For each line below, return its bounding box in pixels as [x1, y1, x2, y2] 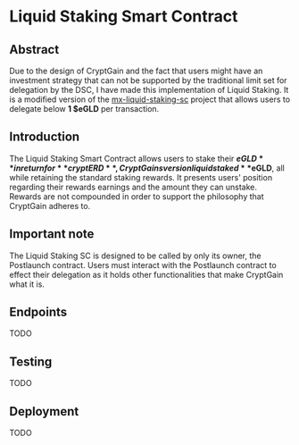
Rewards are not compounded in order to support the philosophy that [9, 190, 265, 202]
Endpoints [9, 305, 68, 320]
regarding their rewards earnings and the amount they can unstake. [9, 181, 257, 192]
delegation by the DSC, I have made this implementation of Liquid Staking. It [9, 85, 289, 95]
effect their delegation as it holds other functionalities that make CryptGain [9, 269, 284, 280]
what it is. [9, 279, 45, 290]
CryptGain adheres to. [9, 200, 91, 211]
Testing [9, 354, 53, 369]
